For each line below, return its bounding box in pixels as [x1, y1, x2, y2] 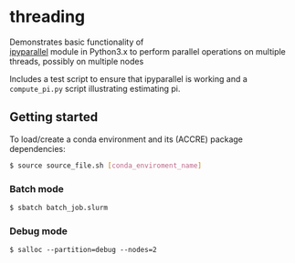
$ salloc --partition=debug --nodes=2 [9, 246, 157, 255]
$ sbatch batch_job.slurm [9, 203, 108, 212]
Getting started [9, 109, 99, 125]
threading [9, 6, 86, 27]
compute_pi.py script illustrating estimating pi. [9, 83, 181, 94]
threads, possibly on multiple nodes [9, 56, 144, 66]
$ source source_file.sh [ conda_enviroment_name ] [9, 161, 203, 170]
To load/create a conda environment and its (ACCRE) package [9, 134, 244, 145]
